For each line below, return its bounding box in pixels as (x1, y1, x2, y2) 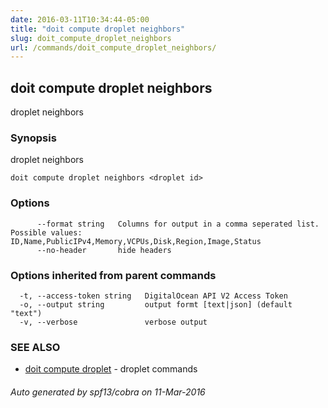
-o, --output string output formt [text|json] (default (19, 299, 293, 310)
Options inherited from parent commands (10, 268, 217, 282)
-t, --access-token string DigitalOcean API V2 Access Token (19, 291, 288, 301)
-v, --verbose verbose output (19, 317, 208, 327)
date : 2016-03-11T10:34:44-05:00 (10, 14, 150, 25)
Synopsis (10, 131, 57, 145)
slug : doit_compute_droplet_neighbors (10, 33, 172, 43)
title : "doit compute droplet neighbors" (10, 24, 186, 34)
